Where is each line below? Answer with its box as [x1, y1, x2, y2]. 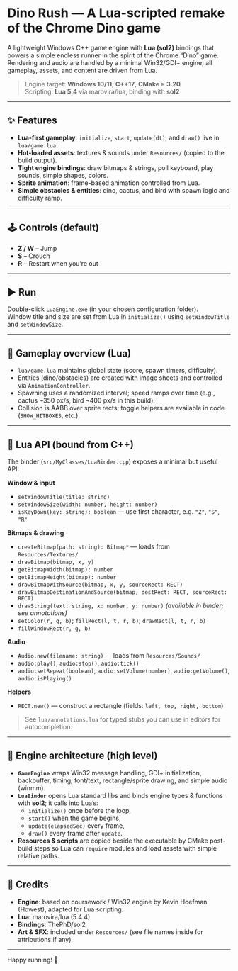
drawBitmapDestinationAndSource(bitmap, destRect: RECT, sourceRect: [17, 589, 228, 596]
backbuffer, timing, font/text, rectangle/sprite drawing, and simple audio [17, 776, 228, 785]
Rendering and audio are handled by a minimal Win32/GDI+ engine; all [7, 58, 212, 67]
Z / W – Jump [17, 244, 57, 252]
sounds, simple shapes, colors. [17, 171, 108, 179]
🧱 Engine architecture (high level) [7, 750, 158, 762]
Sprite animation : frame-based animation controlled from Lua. [17, 179, 200, 187]
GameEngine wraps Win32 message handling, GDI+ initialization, [17, 768, 202, 777]
